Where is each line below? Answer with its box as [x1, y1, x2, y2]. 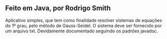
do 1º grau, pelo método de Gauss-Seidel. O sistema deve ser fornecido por [5, 22, 162, 28]
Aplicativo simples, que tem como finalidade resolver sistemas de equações [5, 17, 162, 23]
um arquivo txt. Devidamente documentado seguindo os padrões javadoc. [5, 27, 158, 34]
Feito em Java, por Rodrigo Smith [5, 4, 111, 12]
